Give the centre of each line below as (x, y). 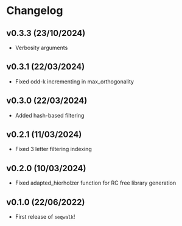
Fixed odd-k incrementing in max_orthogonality (74, 81)
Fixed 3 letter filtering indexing (54, 149)
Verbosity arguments (41, 48)
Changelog (35, 11)
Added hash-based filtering (50, 115)
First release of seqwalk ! (45, 217)
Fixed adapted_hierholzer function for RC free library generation (96, 183)
